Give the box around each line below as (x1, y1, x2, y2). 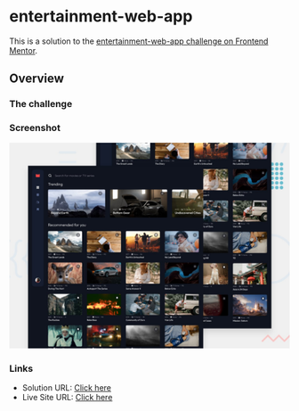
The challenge (9, 98, 73, 111)
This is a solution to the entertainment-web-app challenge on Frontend (9, 36, 269, 46)
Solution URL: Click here (21, 382, 112, 393)
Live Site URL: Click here (21, 391, 113, 402)
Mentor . (9, 45, 38, 55)
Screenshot (9, 122, 61, 135)
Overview (9, 71, 65, 86)
